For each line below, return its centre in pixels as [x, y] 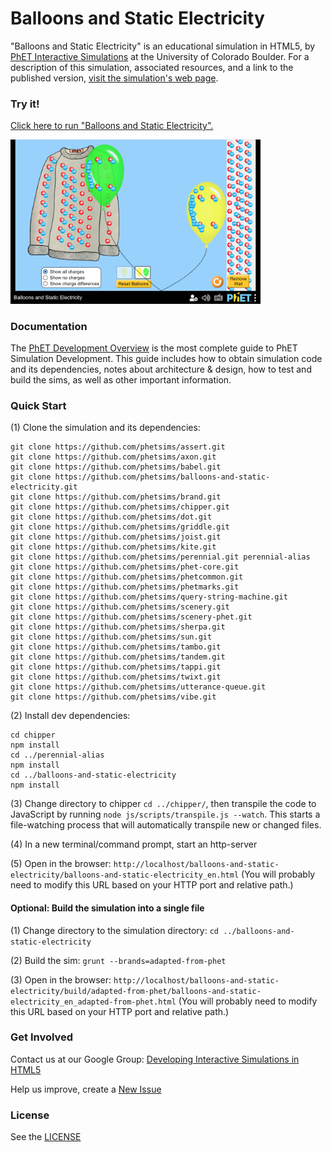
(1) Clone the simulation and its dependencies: [105, 428]
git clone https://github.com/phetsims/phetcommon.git [127, 577]
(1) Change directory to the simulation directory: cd [114, 930]
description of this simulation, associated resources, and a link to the [152, 67]
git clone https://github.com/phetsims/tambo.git [116, 647]
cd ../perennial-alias [57, 755]
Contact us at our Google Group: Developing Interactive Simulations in [155, 1059]
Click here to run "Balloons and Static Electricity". [112, 126]
